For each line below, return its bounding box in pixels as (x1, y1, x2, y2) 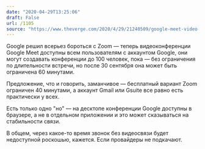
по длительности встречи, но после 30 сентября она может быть (6, 62, 178, 69)
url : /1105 (6, 20, 34, 26)
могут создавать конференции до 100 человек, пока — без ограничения (6, 55, 196, 63)
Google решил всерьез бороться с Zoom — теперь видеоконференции (6, 43, 191, 50)
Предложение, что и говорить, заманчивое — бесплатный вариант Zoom (6, 80, 198, 88)
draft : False (6, 15, 40, 21)
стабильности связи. (6, 118, 61, 125)
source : (6, 26, 26, 32)
